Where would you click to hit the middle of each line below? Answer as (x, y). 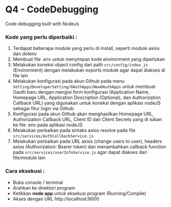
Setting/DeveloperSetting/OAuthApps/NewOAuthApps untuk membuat (84, 87)
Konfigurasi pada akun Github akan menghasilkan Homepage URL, (83, 114)
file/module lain (29, 158)
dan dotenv (25, 54)
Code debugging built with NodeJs (42, 24)
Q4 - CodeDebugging (52, 10)
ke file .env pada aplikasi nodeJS (48, 125)
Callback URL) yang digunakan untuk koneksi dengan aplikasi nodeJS (87, 103)
